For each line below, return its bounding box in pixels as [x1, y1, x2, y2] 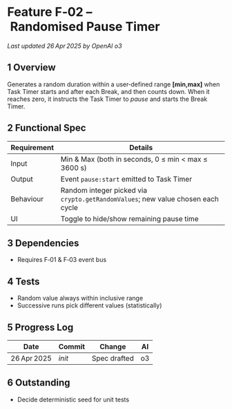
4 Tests [7, 276, 40, 287]
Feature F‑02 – [7, 4, 93, 20]
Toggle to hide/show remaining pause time [60, 213, 199, 223]
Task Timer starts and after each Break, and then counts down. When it [7, 87, 210, 95]
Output [10, 174, 33, 184]
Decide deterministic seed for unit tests [17, 395, 130, 403]
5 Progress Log [7, 321, 74, 333]
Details [128, 142, 153, 152]
